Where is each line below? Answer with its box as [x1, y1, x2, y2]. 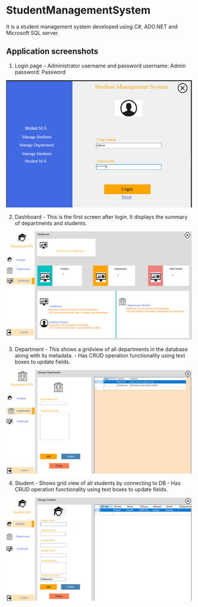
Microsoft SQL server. [6, 29, 60, 36]
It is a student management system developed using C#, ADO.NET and [6, 23, 178, 30]
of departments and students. [14, 219, 87, 227]
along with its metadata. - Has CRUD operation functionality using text [14, 352, 186, 359]
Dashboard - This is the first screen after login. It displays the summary [14, 214, 188, 221]
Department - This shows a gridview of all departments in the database [14, 346, 188, 353]
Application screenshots [6, 47, 98, 57]
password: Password [14, 68, 66, 76]
